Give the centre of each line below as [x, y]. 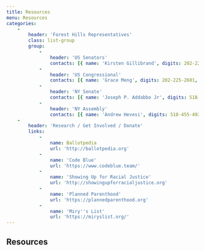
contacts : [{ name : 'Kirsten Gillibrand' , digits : [116, 63]
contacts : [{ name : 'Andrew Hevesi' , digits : [109, 114]
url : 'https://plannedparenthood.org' [99, 200]
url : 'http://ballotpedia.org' [90, 148]
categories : [21, 23]
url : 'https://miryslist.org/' [90, 217]
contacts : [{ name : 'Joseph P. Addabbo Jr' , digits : [118, 97]
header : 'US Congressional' [85, 75]
